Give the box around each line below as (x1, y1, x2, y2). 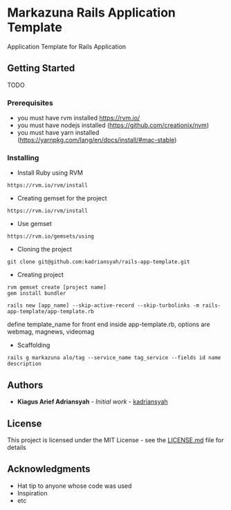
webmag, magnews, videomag (7, 328, 95, 336)
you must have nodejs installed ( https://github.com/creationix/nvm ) (17, 121, 210, 129)
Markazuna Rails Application (7, 5, 176, 21)
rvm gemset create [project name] (7, 284, 107, 291)
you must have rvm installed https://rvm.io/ (17, 114, 140, 122)
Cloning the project (17, 245, 73, 254)
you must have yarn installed (17, 129, 100, 137)
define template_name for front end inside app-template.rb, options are (7, 320, 210, 329)
